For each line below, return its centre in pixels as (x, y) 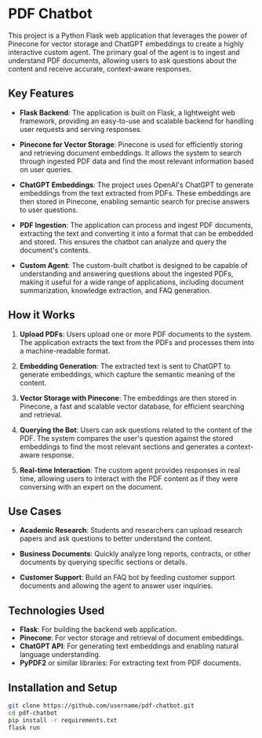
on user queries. (46, 169)
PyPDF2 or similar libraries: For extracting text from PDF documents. (130, 663)
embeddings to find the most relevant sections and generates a (122, 446)
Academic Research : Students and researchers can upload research (131, 531)
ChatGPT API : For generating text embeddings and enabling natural (129, 646)
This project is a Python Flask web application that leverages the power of (128, 35)
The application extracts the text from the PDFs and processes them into (137, 342)
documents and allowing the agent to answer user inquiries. (116, 586)
